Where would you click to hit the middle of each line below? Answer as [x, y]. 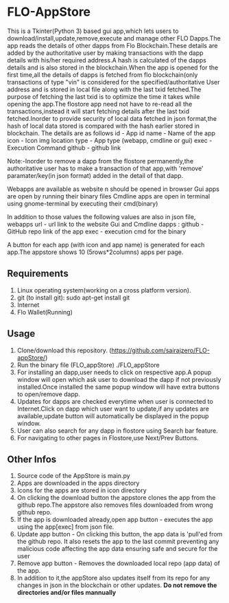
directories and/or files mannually [67, 593]
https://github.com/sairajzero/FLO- [161, 350]
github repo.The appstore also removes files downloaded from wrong [115, 505]
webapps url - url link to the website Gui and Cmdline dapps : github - [106, 224]
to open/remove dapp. [48, 394]
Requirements [38, 274]
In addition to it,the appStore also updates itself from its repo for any [113, 578]
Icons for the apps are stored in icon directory [82, 490]
